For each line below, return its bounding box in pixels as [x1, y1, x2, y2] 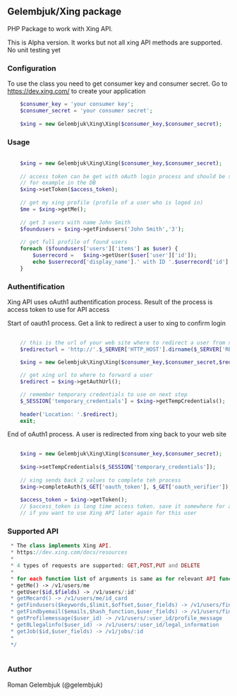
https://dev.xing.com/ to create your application [7, 87, 146, 95]
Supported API [7, 526, 59, 536]
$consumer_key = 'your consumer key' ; [20, 100, 134, 108]
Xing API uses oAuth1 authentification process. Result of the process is [7, 297, 213, 306]
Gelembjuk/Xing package [7, 6, 122, 18]
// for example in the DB [20, 180, 97, 187]
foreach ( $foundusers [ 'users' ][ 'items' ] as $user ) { [20, 245, 178, 253]
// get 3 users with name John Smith [20, 219, 131, 226]
